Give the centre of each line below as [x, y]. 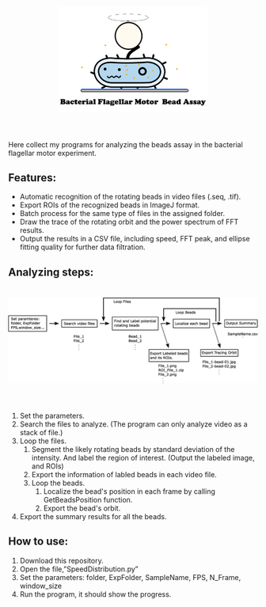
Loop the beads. [58, 483]
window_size [40, 586]
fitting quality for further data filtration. [82, 247]
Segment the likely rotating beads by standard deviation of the [133, 450]
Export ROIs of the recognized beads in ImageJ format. [110, 205]
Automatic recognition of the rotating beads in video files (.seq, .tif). [130, 197]
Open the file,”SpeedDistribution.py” [79, 569]
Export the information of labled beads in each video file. [124, 475]
